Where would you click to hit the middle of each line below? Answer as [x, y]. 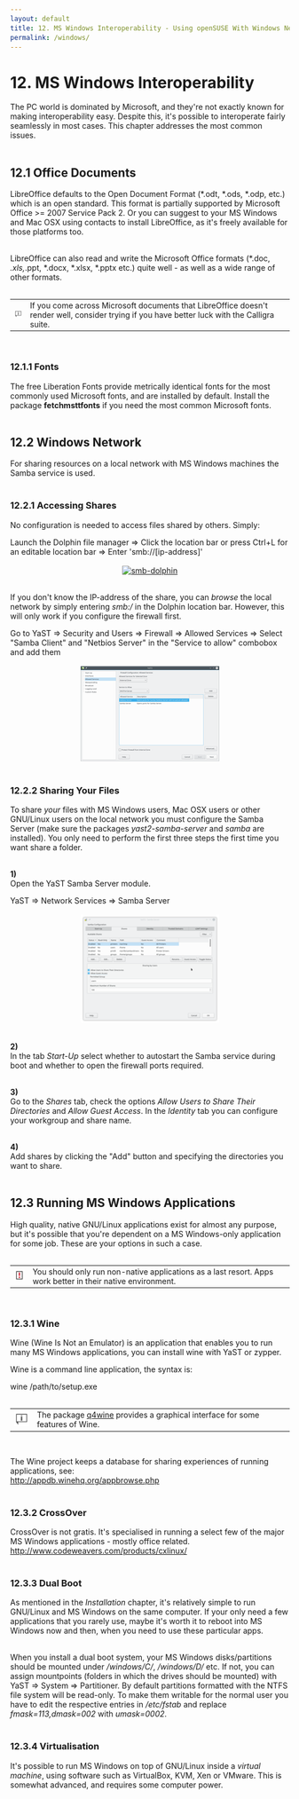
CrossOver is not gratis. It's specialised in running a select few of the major [147, 1532]
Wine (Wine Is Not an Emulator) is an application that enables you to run [142, 1343]
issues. [23, 135]
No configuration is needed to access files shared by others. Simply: [135, 525]
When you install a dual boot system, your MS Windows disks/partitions [141, 1657]
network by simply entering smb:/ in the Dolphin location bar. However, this [147, 606]
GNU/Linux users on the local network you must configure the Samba [137, 819]
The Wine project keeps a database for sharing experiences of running [139, 1461]
